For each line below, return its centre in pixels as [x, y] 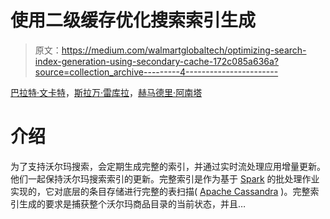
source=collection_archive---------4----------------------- [156, 72]
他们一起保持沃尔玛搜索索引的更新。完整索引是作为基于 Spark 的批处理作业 [165, 178]
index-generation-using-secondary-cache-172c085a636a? [157, 61]
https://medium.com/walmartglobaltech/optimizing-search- [184, 50]
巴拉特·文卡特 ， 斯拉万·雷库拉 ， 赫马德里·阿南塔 [106, 92]
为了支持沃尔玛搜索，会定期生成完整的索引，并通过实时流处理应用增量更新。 [168, 166]
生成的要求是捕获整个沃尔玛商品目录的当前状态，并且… [132, 203]
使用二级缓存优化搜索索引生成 [133, 20]
